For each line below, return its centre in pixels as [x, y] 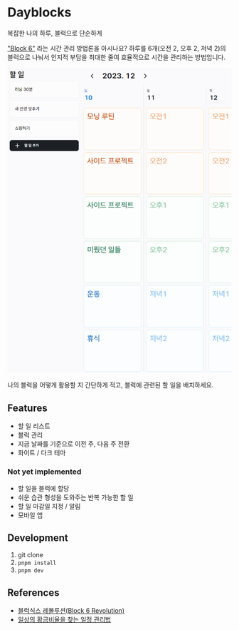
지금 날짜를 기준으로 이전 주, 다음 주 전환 [74, 444]
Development [38, 538]
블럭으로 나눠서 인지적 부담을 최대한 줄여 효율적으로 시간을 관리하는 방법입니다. [117, 57]
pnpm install [37, 563]
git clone [31, 555]
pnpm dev [31, 571]
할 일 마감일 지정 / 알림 [49, 506]
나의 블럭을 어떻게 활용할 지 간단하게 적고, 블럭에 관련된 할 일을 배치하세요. [111, 385]
